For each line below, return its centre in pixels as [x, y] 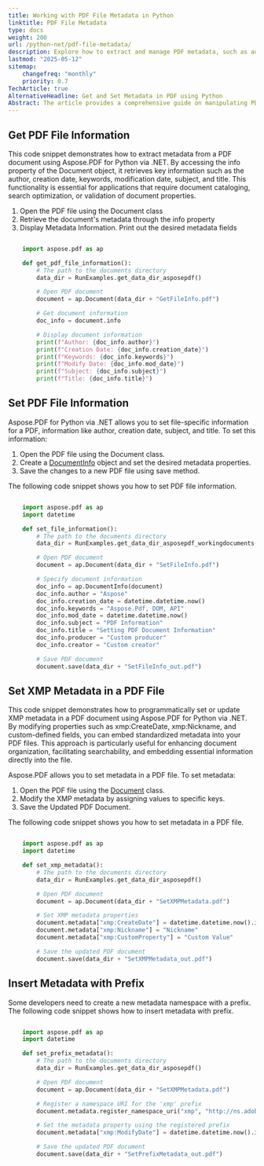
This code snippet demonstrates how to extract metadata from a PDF [120, 153]
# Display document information [90, 335]
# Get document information [82, 314]
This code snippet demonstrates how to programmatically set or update [124, 710]
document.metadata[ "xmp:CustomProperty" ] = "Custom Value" [135, 938]
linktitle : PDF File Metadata [58, 23]
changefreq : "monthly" [59, 74]
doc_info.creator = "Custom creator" [98, 645]
